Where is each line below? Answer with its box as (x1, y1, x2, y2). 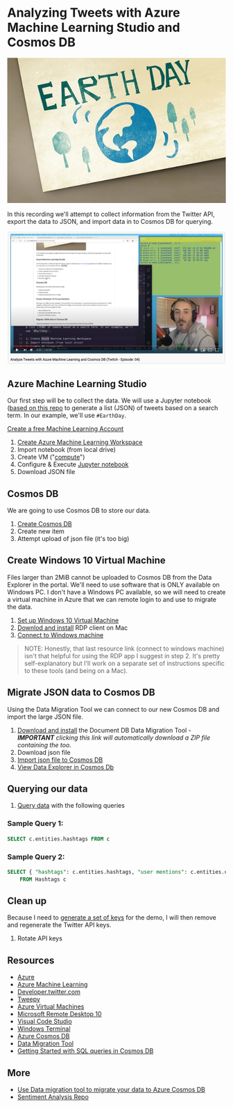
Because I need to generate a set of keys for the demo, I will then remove (7, 913, 216, 922)
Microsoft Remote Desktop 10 (17, 1010, 102, 1018)
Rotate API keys (17, 934, 62, 943)
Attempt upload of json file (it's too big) (17, 535, 130, 543)
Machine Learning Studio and (7, 19, 180, 35)
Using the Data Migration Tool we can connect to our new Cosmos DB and (7, 705, 220, 713)
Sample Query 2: (7, 852, 65, 861)
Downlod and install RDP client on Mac (17, 624, 128, 632)
